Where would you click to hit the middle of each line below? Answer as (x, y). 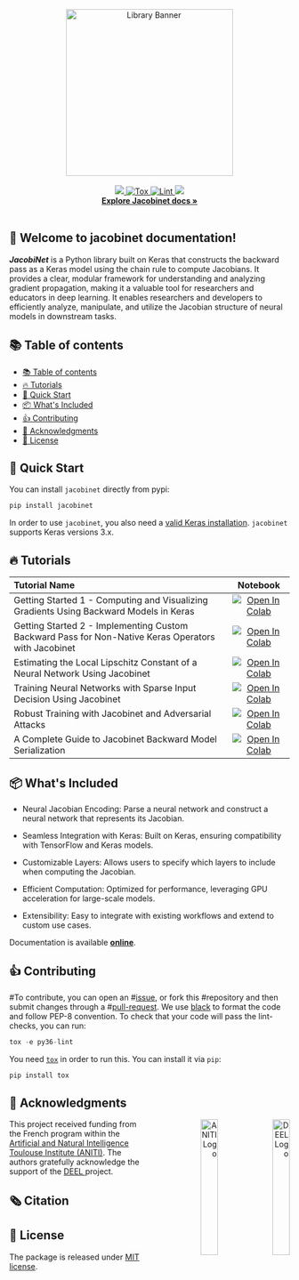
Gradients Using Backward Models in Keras (104, 611)
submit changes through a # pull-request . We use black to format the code (145, 1006)
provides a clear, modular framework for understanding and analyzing (137, 278)
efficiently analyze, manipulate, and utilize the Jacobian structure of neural (146, 307)
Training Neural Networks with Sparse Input (105, 688)
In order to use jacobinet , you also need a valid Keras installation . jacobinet (149, 523)
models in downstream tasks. (63, 316)
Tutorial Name (44, 585)
